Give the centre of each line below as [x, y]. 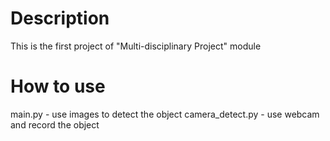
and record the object [55, 124]
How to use [58, 86]
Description [60, 18]
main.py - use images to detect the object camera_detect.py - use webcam [165, 114]
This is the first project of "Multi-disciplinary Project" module [136, 46]
